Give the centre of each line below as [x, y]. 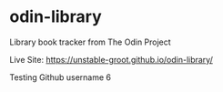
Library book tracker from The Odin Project [90, 42]
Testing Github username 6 [61, 77]
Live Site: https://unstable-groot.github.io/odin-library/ [111, 59]
